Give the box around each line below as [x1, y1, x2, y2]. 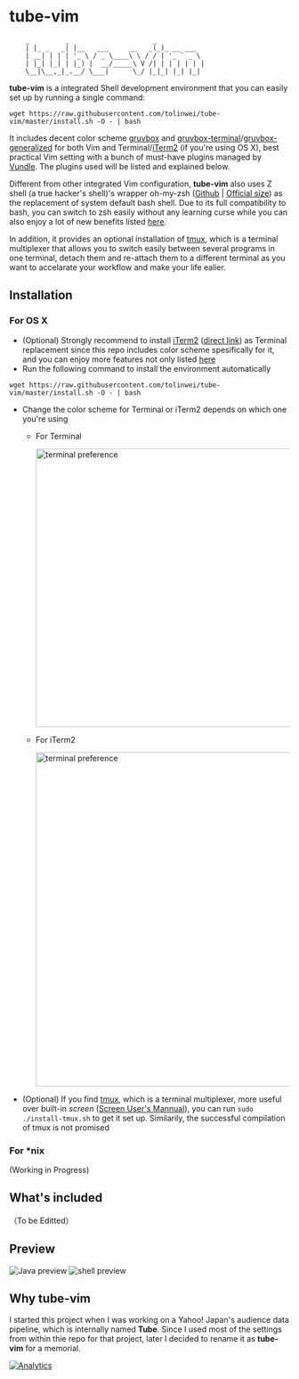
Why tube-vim [9, 1291, 91, 1306]
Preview [9, 1242, 56, 1257]
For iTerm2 [35, 734, 76, 745]
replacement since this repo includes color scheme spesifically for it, [21, 344, 275, 355]
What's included [9, 1190, 103, 1205]
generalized [9, 142, 53, 152]
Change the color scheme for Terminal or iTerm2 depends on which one [21, 404, 287, 415]
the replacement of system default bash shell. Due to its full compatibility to [9, 197, 287, 208]
